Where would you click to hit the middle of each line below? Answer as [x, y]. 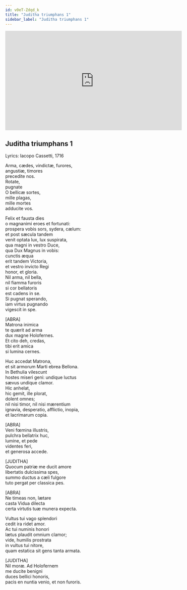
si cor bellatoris [21, 288]
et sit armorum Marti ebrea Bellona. [42, 367]
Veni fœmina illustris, [27, 430]
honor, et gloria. [22, 272]
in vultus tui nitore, [24, 546]
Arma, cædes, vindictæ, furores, [39, 166]
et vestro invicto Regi [27, 267]
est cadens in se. [23, 293]
